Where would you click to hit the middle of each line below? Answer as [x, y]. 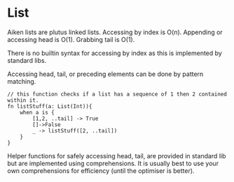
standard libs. [27, 60]
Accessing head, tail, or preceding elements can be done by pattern [105, 74]
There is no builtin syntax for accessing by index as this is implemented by [115, 53]
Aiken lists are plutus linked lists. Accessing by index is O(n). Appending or [115, 32]
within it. [23, 100]
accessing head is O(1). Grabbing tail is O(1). [71, 39]
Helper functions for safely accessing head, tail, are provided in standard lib [117, 156]
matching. [22, 81]
